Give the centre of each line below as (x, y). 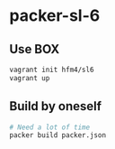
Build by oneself (55, 106)
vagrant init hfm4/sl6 (52, 70)
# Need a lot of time (50, 127)
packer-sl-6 (55, 16)
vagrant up (30, 78)
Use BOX (35, 49)
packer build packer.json (57, 135)
